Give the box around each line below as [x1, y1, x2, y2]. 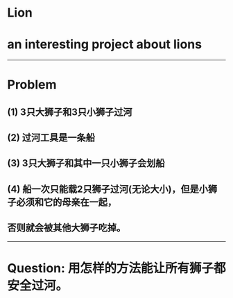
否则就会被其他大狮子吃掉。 [7, 222, 126, 234]
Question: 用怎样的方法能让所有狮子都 [7, 260, 226, 276]
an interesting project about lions [7, 37, 202, 53]
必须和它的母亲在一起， [16, 196, 116, 208]
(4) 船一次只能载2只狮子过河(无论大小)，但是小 [7, 183, 209, 195]
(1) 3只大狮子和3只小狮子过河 [7, 106, 132, 118]
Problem [7, 77, 57, 93]
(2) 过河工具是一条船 [7, 132, 96, 143]
